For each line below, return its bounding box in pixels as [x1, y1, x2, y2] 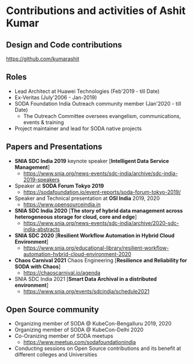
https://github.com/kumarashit [6, 56, 80, 62]
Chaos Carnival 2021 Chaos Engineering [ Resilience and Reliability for [14, 256, 187, 264]
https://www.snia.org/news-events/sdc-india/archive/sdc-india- [23, 169, 178, 176]
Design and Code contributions [6, 40, 122, 50]
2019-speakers [23, 176, 60, 183]
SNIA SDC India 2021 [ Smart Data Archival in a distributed [14, 275, 157, 282]
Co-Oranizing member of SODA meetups [14, 332, 113, 339]
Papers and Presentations [6, 142, 102, 152]
